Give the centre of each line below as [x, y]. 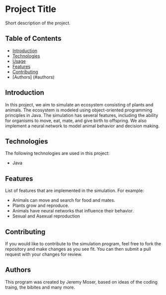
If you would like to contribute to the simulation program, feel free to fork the [83, 244]
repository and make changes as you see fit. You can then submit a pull [78, 249]
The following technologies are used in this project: [57, 153]
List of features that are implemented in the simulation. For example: [75, 191]
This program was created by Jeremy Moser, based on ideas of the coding [81, 282]
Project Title [31, 9]
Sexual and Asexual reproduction [46, 216]
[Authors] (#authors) [33, 77]
